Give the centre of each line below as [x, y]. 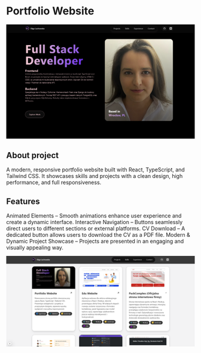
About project [32, 155]
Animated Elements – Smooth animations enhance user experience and [94, 216]
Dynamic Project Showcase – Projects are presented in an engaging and [95, 242]
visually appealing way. [35, 248]
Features [23, 201]
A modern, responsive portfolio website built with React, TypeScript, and [96, 170]
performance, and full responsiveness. [54, 182]
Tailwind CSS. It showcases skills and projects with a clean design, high [95, 176]
